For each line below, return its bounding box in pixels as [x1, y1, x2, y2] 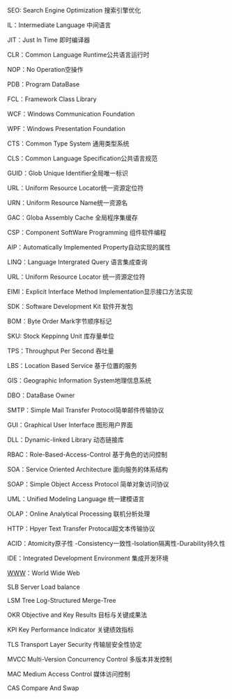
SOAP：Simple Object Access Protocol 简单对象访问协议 [7, 480, 169, 488]
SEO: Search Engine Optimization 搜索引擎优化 [7, 6, 141, 14]
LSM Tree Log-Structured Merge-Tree [7, 597, 116, 604]
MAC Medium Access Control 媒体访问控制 [7, 670, 131, 678]
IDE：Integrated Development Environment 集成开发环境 [7, 554, 169, 562]
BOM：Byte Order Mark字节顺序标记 [7, 317, 112, 325]
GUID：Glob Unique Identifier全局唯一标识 [7, 169, 129, 177]
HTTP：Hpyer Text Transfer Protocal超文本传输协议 [7, 525, 155, 532]
